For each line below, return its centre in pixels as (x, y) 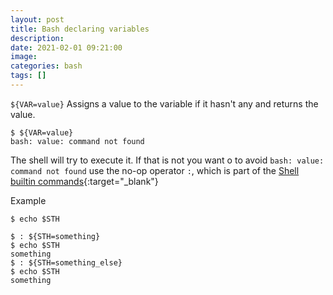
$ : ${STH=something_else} (66, 262)
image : (24, 57)
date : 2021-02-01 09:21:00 (66, 47)
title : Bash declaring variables (80, 29)
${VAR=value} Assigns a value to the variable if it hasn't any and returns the (164, 103)
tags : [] (28, 76)
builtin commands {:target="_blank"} (84, 181)
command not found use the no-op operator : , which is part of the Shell (155, 170)
